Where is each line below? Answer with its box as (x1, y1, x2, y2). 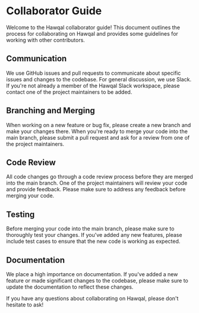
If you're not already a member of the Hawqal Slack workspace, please (6, 82, 180, 89)
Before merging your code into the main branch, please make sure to (6, 225, 175, 232)
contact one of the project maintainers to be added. (6, 88, 132, 96)
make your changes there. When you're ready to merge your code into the (6, 128, 188, 135)
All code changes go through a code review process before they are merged (6, 173, 193, 181)
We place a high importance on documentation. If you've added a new (6, 271, 178, 277)
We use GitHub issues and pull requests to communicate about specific (6, 69, 181, 77)
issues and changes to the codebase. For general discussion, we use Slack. (6, 75, 192, 83)
